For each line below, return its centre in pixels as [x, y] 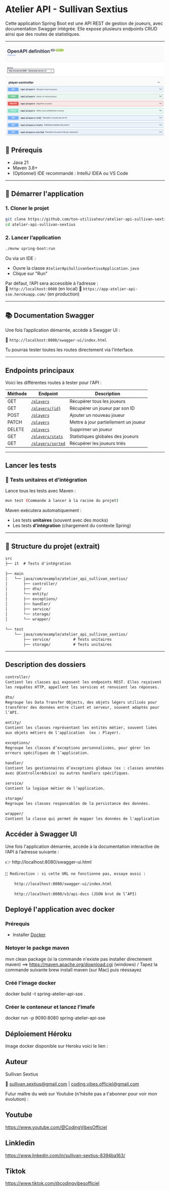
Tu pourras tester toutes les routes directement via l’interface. [70, 350]
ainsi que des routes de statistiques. [43, 34]
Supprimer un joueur [91, 429]
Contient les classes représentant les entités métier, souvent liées [81, 728]
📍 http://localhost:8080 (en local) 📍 [44, 289]
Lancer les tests [31, 466]
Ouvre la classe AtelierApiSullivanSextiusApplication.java [76, 268]
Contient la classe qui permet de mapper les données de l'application [82, 819]
